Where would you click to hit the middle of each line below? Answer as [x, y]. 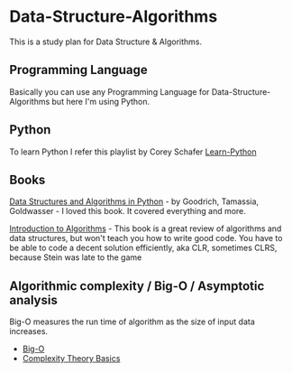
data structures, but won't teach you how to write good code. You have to [146, 238]
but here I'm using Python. [101, 101]
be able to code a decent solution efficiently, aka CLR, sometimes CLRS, [143, 248]
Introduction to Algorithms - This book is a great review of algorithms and [146, 228]
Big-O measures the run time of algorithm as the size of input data [132, 322]
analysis [34, 300]
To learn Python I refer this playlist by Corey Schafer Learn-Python [133, 152]
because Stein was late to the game [76, 257]
